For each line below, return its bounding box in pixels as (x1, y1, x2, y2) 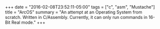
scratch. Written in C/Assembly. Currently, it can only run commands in (5, 14, 148, 20)
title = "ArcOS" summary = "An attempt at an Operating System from (5, 9, 142, 15)
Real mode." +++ (11, 19, 45, 25)
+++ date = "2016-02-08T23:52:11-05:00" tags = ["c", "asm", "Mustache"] (5, 4, 155, 10)
